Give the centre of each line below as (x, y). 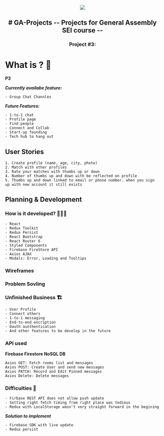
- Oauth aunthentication (30, 327)
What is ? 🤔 (28, 65)
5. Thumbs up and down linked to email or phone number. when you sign (80, 180)
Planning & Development (43, 200)
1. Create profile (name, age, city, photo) (51, 163)
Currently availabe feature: (34, 88)
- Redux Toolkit (22, 228)
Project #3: (82, 44)
